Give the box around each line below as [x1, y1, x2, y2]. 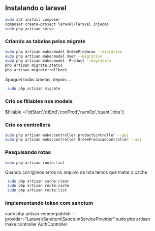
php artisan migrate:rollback [5, 68, 67, 73]
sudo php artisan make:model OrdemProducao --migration [5, 49, 122, 54]
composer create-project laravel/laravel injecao [5, 22, 109, 27]
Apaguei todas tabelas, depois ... [5, 77, 72, 83]
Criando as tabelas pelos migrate [5, 38, 86, 45]
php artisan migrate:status [5, 63, 63, 68]
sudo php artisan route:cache [7, 183, 69, 188]
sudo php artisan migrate [7, 86, 61, 91]
